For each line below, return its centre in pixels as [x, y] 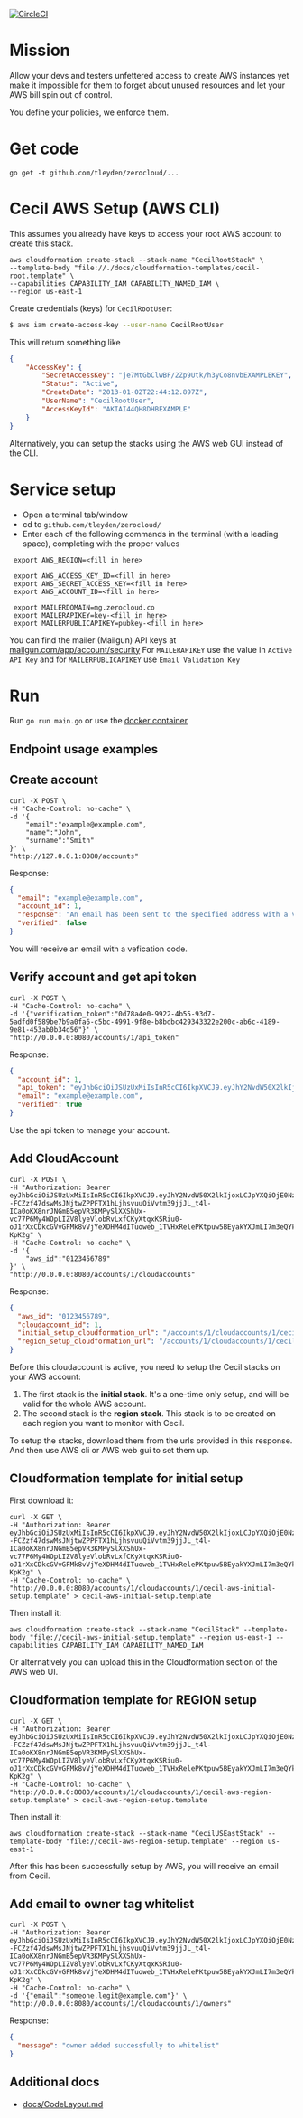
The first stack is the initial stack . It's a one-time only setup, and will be [156, 1395]
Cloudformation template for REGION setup [133, 1700]
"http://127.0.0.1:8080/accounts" [74, 856]
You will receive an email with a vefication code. [98, 949]
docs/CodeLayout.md [63, 2104]
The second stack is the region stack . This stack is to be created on [149, 1414]
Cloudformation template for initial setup [126, 1479]
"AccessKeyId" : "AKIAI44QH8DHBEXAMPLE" [117, 409]
